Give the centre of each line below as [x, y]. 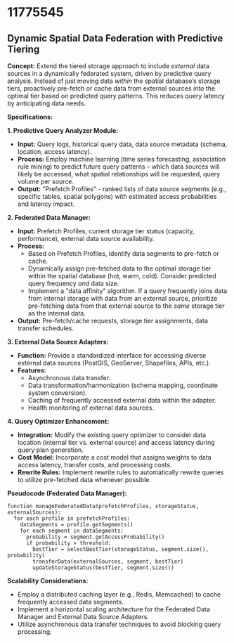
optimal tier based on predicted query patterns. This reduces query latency [116, 96]
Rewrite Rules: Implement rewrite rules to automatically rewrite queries [121, 472]
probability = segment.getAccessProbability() [95, 537]
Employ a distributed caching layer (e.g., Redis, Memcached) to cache [119, 594]
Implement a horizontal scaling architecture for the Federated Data [114, 609]
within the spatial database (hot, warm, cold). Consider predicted [122, 276]
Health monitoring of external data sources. [91, 408]
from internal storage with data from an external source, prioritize [123, 298]
